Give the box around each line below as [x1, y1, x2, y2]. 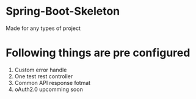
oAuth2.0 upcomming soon [14, 86, 83, 93]
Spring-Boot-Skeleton [5, 4, 120, 18]
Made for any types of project [5, 24, 81, 32]
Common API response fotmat [14, 79, 91, 86]
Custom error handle [14, 66, 67, 73]
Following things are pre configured [5, 46, 191, 60]
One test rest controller [14, 72, 73, 80]
